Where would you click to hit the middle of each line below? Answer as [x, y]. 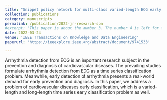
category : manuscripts [29, 19]
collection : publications [32, 14]
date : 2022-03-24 [23, 33]
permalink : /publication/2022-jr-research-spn [54, 24]
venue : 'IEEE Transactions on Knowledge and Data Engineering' [72, 38]
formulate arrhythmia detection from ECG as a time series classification [78, 71]
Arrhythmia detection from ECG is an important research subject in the [77, 60]
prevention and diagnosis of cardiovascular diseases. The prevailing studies [83, 65]
